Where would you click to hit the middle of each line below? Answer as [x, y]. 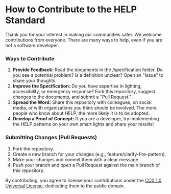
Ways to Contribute [30, 58]
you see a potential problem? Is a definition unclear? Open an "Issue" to [88, 75]
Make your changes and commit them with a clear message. [76, 159]
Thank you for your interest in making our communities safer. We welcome [83, 34]
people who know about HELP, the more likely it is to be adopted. [81, 113]
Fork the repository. [33, 148]
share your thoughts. [35, 81]
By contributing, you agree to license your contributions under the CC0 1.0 [83, 180]
